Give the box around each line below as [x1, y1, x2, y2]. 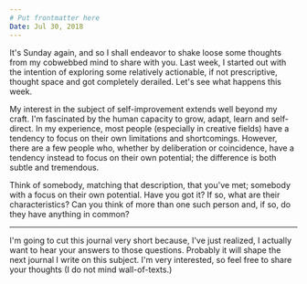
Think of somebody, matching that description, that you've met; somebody [9, 179, 291, 190]
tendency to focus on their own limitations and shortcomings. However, [9, 132, 278, 143]
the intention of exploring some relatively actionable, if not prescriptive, [9, 66, 279, 78]
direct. [9, 122, 34, 133]
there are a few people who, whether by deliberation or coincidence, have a [9, 142, 295, 153]
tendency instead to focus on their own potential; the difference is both [9, 152, 277, 163]
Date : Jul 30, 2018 [9, 22, 84, 31]
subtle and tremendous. [9, 162, 100, 173]
